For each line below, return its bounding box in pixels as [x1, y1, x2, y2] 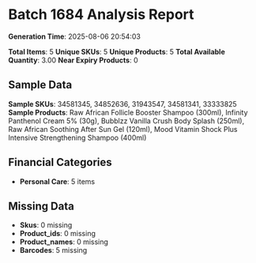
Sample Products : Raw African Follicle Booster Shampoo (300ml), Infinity [8, 107, 248, 117]
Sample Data [8, 78, 73, 92]
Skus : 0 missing [19, 220, 73, 230]
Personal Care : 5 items [19, 176, 96, 186]
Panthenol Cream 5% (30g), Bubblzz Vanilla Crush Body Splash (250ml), [8, 116, 245, 126]
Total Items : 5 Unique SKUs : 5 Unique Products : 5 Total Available [8, 47, 225, 56]
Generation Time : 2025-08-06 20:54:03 [8, 32, 141, 41]
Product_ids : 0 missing [19, 229, 96, 239]
